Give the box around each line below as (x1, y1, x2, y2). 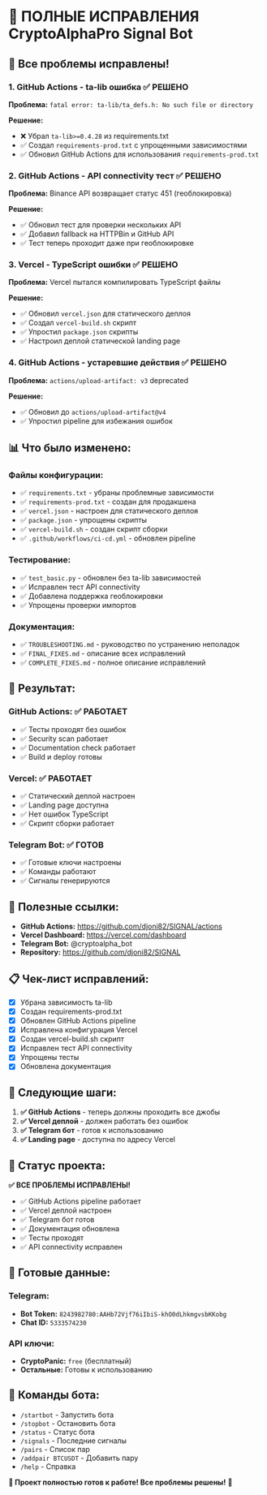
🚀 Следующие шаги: (8, 1085, 117, 1099)
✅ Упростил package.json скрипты (19, 327, 139, 337)
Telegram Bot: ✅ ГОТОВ (8, 839, 104, 851)
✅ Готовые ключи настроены (19, 858, 122, 868)
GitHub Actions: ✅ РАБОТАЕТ (8, 706, 128, 717)
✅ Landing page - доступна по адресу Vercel (19, 1135, 176, 1144)
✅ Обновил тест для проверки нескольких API (19, 220, 182, 230)
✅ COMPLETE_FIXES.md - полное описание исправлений (19, 657, 206, 668)
